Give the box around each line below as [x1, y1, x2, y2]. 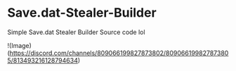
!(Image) [7, 41, 32, 49]
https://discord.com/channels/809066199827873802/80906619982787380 [9, 49, 229, 57]
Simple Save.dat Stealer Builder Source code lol [7, 28, 145, 36]
